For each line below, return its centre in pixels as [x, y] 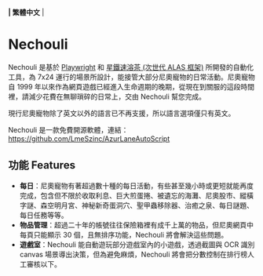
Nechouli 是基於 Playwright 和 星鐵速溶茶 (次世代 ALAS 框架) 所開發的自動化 [131, 67]
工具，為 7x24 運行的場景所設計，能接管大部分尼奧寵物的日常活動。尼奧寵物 [131, 77]
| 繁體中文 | [26, 12]
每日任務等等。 [44, 215]
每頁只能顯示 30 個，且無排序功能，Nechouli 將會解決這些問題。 [124, 234]
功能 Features [42, 165]
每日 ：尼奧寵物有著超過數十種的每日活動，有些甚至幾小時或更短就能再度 [136, 185]
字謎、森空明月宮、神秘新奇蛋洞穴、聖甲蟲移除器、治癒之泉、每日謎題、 [136, 205]
